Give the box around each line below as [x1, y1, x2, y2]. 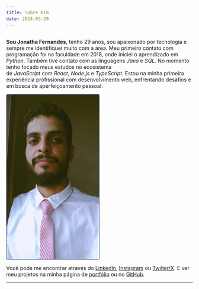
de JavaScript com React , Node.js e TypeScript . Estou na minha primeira [6, 69, 185, 77]
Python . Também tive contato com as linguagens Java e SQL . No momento [6, 57, 190, 64]
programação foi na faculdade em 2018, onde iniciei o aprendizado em [6, 50, 179, 58]
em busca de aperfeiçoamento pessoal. [6, 82, 103, 89]
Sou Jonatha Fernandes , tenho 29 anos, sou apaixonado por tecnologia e [6, 38, 187, 45]
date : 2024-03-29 [6, 15, 49, 22]
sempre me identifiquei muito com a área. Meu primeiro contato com [6, 45, 174, 52]
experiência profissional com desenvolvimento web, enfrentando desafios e [6, 76, 191, 83]
